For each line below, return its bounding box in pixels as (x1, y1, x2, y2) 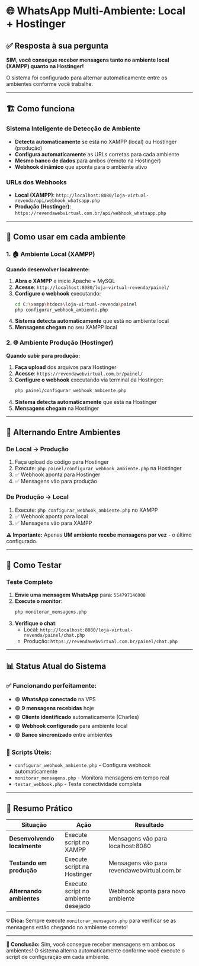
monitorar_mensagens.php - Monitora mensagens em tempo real (14, 774, 170, 781)
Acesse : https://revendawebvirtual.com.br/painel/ (14, 370, 143, 377)
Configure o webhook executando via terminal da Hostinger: (14, 376, 164, 383)
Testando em (9, 859, 47, 867)
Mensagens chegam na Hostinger (14, 405, 99, 412)
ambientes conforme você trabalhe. (6, 81, 94, 87)
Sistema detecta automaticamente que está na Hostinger (14, 398, 157, 405)
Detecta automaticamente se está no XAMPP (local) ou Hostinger (14, 138, 177, 145)
